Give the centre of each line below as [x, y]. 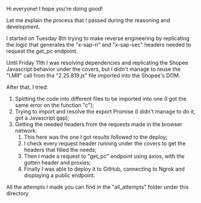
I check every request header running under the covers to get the [105, 143]
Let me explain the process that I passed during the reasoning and [88, 20]
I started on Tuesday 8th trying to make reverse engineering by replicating [98, 38]
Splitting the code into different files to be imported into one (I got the [101, 99]
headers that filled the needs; [60, 150]
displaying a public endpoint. [59, 175]
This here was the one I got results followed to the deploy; [96, 137]
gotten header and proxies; [57, 162]
